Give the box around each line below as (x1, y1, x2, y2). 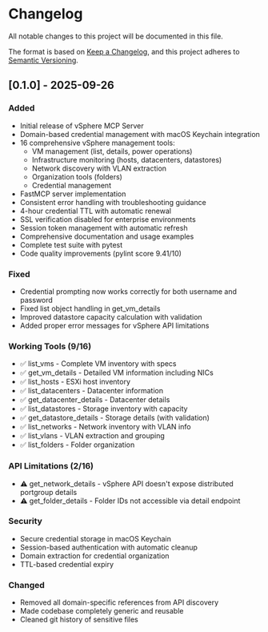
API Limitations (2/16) (8, 461, 94, 472)
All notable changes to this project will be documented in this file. (8, 31, 224, 41)
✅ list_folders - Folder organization (19, 440, 135, 449)
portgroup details (19, 487, 78, 497)
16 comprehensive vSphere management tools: (19, 138, 175, 147)
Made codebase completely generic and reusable (19, 606, 184, 616)
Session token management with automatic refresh (19, 223, 188, 232)
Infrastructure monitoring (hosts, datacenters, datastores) (31, 155, 222, 164)
